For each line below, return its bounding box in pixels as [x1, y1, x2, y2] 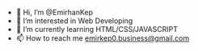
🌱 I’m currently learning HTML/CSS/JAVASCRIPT [15, 25, 178, 33]
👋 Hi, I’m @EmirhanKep [15, 8, 94, 17]
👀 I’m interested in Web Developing [15, 16, 133, 25]
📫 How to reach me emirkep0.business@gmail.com [15, 33, 190, 43]
